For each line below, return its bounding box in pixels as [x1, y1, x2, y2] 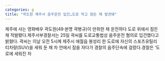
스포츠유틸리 [133, 38, 158, 44]
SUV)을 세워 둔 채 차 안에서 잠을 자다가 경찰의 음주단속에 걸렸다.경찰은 [18, 44, 154, 50]
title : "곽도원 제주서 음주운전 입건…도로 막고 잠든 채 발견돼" [5, 12, 117, 17]
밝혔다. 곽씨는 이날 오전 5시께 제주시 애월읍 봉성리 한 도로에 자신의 [5, 38, 132, 44]
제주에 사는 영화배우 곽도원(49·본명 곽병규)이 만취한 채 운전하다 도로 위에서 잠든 [5, 26, 159, 32]
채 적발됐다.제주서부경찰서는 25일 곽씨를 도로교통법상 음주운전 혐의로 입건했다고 [5, 32, 159, 38]
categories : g [5, 7, 34, 12]
